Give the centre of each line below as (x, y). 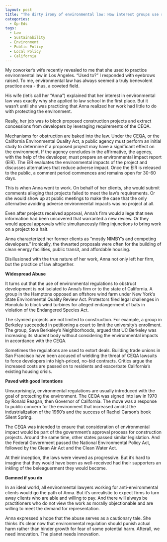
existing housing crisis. (29, 371)
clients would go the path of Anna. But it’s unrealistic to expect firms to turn (82, 493)
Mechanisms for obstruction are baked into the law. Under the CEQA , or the (83, 136)
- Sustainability (28, 38)
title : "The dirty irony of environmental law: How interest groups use (82, 14)
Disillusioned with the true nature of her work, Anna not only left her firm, (80, 259)
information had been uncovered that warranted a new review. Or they (77, 219)
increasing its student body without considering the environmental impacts (82, 336)
